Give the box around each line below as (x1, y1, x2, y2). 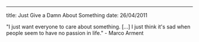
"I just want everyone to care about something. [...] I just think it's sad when (6, 23, 191, 30)
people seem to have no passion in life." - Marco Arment (6, 30, 144, 36)
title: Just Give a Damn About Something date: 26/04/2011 (6, 12, 148, 18)
